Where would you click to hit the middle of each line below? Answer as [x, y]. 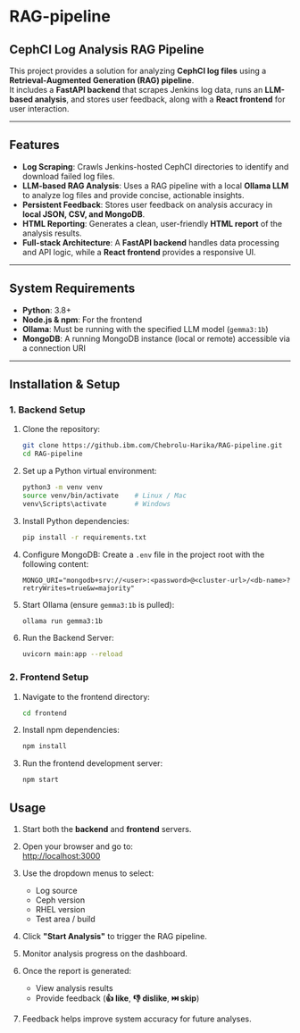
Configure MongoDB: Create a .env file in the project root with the [143, 554]
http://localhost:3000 [61, 856]
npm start [41, 780]
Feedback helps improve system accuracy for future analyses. [137, 1019]
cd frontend [44, 713]
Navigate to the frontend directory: [86, 696]
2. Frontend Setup [49, 678]
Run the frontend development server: [92, 763]
